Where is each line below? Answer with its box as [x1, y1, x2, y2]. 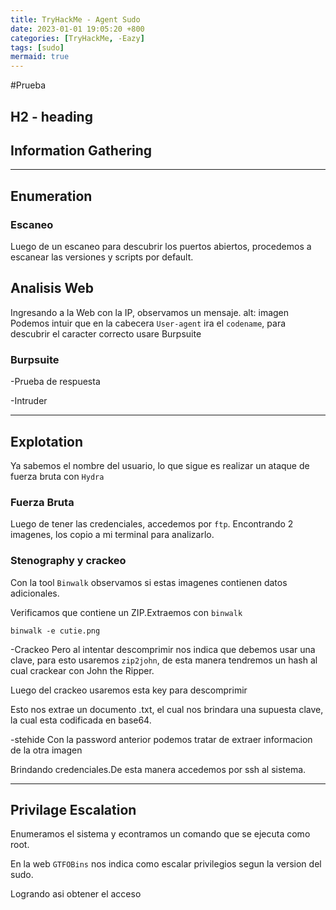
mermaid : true [10, 52, 70, 62]
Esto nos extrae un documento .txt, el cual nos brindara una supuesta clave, [10, 703, 324, 715]
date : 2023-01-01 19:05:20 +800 [10, 24, 145, 34]
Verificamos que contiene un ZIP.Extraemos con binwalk [10, 606, 243, 618]
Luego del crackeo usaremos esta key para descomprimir [10, 684, 248, 696]
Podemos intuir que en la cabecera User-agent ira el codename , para [10, 317, 287, 329]
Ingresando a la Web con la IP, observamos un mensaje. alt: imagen [10, 306, 290, 318]
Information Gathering [10, 142, 153, 159]
